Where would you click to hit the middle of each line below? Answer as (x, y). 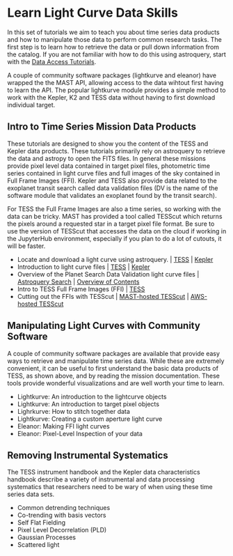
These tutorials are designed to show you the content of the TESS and (108, 144)
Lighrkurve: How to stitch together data (74, 411)
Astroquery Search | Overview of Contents (78, 281)
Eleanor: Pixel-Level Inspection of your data (80, 433)
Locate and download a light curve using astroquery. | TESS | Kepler (115, 259)
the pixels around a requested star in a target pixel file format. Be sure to (111, 224)
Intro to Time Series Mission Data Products (102, 127)
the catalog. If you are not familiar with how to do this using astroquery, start (116, 54)
